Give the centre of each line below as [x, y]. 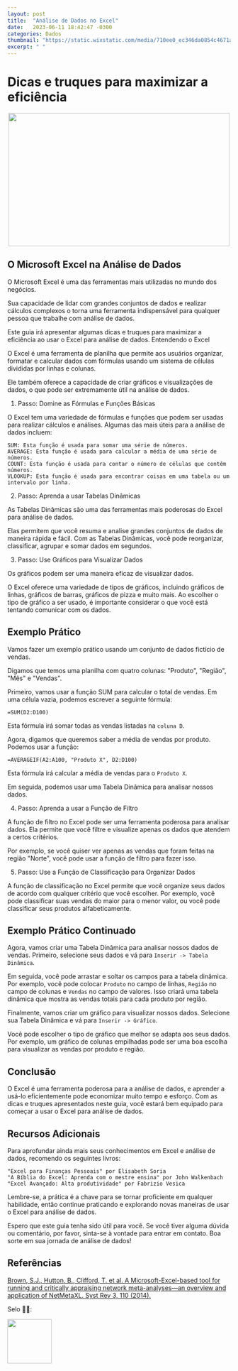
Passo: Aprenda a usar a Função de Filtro [78, 808]
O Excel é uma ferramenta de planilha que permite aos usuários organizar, [115, 353]
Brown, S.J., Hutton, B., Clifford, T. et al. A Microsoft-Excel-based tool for [114, 1280]
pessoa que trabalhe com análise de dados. [71, 318]
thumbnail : [23, 40]
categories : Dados [34, 34]
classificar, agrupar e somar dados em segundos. [80, 546]
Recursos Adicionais [54, 1134]
